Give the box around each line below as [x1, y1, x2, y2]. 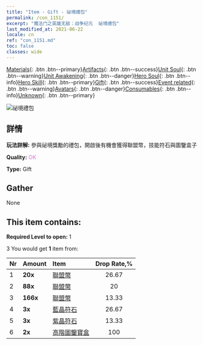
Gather [6, 183, 34, 193]
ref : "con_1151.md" [6, 37, 56, 43]
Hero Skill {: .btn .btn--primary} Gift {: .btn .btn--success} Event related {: [18, 78, 196, 86]
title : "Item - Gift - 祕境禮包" [6, 9, 88, 15]
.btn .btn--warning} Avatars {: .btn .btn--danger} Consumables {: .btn [6, 85, 175, 92]
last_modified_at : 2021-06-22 [6, 26, 84, 32]
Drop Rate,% [95, 259, 133, 268]
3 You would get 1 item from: [6, 245, 78, 253]
